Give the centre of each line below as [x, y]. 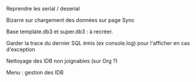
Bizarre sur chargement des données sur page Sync [71, 20]
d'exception [21, 49]
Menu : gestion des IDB [35, 72]
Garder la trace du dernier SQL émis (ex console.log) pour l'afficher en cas [98, 43]
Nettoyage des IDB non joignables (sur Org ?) [62, 61]
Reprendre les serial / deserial [43, 9]
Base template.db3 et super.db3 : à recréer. [60, 31]
